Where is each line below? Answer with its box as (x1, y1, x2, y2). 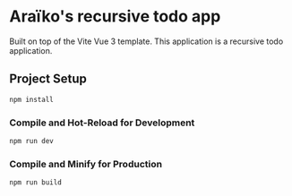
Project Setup (9, 72, 88, 87)
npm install (9, 95, 54, 104)
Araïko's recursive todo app (9, 6, 221, 27)
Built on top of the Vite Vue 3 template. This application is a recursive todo (9, 36, 284, 47)
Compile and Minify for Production (9, 158, 163, 170)
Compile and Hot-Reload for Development (9, 116, 195, 129)
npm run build (9, 178, 63, 187)
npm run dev (9, 136, 54, 145)
